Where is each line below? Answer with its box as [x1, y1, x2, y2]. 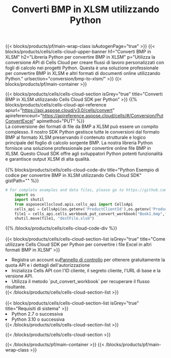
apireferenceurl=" [5, 113, 43, 119]
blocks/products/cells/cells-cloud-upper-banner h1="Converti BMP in [5, 48, 152, 55]
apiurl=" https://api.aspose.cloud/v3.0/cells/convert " [5, 107, 115, 113]
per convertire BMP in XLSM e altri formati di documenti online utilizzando [5, 70, 160, 76]
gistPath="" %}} [5, 177, 39, 184]
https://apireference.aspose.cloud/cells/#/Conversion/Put [42, 113, 164, 119]
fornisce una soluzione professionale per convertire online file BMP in [5, 145, 151, 151]
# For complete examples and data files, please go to [5, 188, 124, 193]
